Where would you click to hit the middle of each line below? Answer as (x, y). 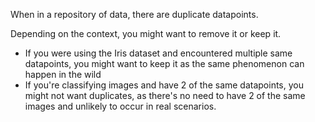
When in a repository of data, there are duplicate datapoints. (134, 14)
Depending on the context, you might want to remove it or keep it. (146, 33)
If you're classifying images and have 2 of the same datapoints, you (164, 85)
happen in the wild (63, 74)
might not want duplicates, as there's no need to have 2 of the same (165, 95)
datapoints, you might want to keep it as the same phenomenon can (164, 63)
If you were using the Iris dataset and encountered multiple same (158, 53)
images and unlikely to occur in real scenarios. (120, 106)
